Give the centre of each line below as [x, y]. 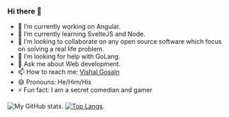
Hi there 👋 [25, 11]
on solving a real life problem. [61, 49]
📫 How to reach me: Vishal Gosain [69, 72]
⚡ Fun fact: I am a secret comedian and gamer [85, 90]
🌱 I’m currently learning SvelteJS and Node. [82, 34]
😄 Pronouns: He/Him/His [55, 82]
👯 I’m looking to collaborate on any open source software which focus [119, 42]
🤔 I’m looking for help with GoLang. [69, 56]
